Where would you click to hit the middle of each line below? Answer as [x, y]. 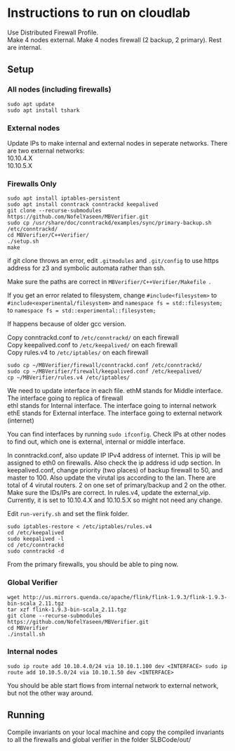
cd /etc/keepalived [36, 533]
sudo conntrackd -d [36, 551]
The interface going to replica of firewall [65, 398]
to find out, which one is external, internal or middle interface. [96, 442]
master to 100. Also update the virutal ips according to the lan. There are [112, 478]
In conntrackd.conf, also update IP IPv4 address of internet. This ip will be [114, 456]
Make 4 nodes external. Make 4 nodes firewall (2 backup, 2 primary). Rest [115, 39]
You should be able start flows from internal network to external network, [113, 685]
